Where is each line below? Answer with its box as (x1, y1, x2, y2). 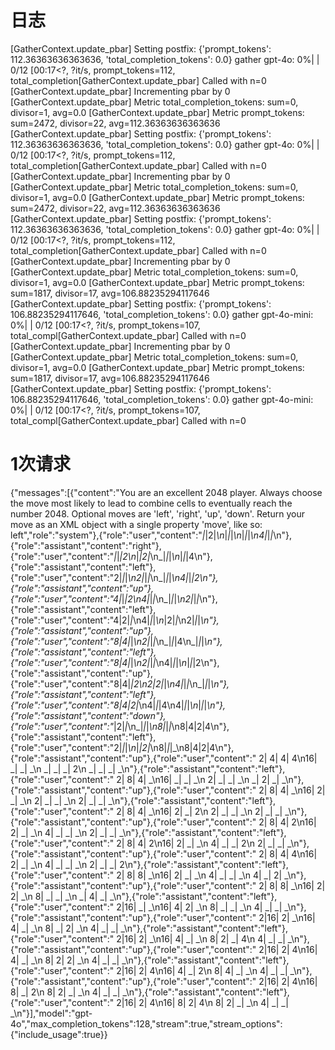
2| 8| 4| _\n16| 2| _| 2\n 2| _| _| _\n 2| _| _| (116, 805, 283, 817)
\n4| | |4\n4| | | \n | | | (138, 699, 208, 711)
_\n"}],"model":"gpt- (10, 1007, 93, 1019)
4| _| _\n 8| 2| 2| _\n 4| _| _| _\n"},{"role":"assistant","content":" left (10, 954, 280, 966)
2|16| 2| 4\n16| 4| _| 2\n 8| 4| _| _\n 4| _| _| (116, 964, 288, 976)
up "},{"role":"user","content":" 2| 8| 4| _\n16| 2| (131, 784, 326, 796)
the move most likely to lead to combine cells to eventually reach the (10, 497, 293, 509)
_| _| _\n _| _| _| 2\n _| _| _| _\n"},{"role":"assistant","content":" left (10, 762, 275, 775)
